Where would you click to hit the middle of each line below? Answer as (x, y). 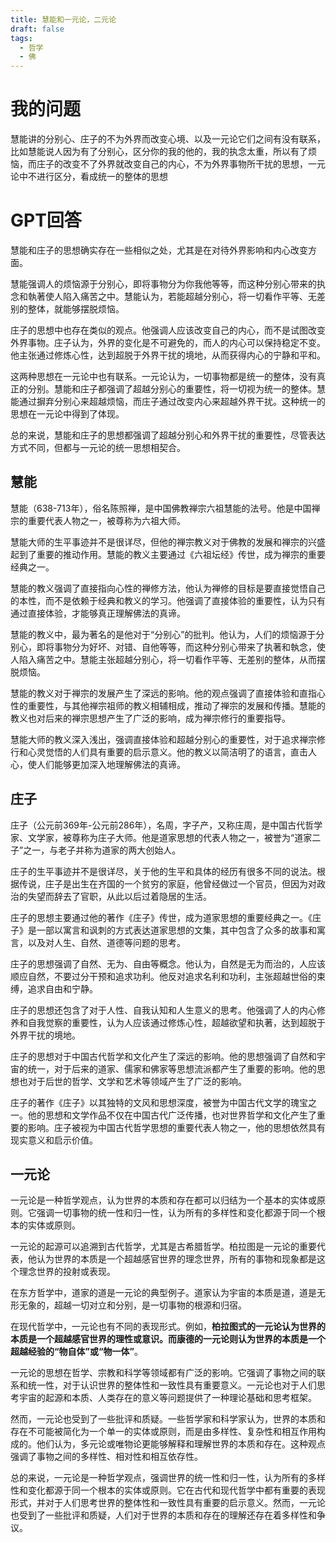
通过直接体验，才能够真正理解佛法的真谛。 (98, 613)
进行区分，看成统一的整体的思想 (102, 177)
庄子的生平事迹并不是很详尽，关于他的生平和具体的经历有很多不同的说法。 (163, 871)
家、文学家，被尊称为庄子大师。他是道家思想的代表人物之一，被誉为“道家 (161, 837)
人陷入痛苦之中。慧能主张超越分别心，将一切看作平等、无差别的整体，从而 (163, 659)
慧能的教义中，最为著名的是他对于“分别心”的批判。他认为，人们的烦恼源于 (163, 634)
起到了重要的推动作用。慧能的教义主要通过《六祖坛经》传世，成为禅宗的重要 (168, 554)
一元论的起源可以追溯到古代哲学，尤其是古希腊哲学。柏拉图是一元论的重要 (163, 1247)
